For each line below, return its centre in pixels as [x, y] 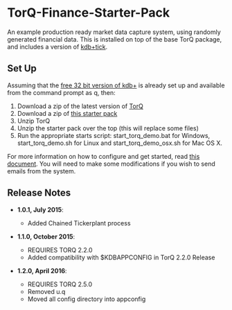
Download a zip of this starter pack [67, 113]
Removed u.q [46, 291]
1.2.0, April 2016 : [42, 270]
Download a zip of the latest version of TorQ [80, 106]
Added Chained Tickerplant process [79, 223]
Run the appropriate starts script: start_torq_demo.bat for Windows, [114, 135]
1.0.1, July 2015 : [40, 209]
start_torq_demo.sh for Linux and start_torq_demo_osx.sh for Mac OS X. [120, 143]
